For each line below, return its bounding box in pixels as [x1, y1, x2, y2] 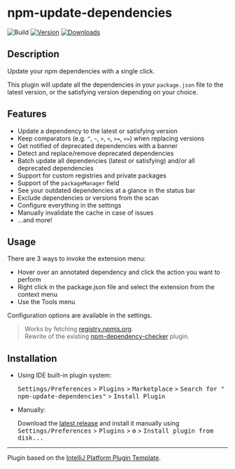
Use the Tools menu [17, 298, 76, 306]
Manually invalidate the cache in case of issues [17, 208, 154, 217]
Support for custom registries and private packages [17, 171, 166, 180]
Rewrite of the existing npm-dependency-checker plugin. [24, 332, 190, 340]
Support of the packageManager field [17, 178, 120, 187]
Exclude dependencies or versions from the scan [17, 194, 159, 202]
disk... [17, 434, 44, 442]
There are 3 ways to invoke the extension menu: [7, 254, 146, 263]
